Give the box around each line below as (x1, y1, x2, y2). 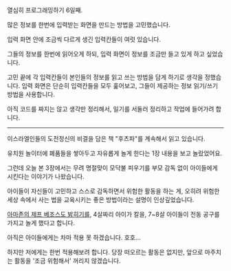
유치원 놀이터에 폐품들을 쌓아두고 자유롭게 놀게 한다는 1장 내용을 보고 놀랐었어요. (7, 149, 222, 157)
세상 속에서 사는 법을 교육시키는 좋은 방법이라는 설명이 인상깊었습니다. (7, 195, 195, 204)
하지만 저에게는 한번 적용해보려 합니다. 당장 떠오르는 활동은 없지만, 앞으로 (7, 248, 203, 256)
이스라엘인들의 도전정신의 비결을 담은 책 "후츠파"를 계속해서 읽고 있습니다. (7, 135, 206, 142)
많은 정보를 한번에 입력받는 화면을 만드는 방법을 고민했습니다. (7, 21, 170, 29)
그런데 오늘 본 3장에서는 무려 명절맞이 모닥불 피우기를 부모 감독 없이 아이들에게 (7, 164, 218, 172)
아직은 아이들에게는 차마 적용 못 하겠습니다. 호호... (7, 233, 141, 241)
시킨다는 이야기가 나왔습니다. (7, 173, 85, 180)
